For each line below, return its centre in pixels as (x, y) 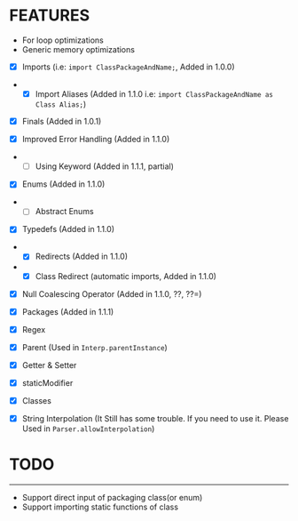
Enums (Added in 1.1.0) (63, 184)
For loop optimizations (63, 40)
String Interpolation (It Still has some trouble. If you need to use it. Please (155, 418)
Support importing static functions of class (100, 507)
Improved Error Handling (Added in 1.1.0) (96, 140)
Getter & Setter (49, 365)
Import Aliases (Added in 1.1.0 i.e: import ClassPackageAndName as (154, 94)
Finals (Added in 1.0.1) (62, 122)
